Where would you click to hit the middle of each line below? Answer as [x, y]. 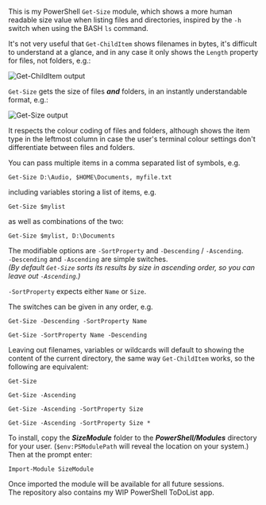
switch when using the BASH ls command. [78, 28]
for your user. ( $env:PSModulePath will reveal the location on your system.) [129, 446]
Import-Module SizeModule [51, 469]
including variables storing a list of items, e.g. [83, 192]
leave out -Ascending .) [44, 276]
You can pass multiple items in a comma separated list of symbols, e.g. [124, 163]
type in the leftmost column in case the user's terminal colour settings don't [132, 139]
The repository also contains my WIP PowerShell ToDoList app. [111, 492]
